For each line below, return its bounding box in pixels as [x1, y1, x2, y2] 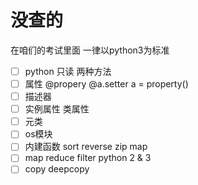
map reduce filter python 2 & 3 [24, 152, 152, 164]
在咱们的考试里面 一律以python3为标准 [10, 44, 170, 56]
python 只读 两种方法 [24, 65, 112, 77]
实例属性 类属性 [24, 103, 90, 115]
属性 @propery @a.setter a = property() [24, 78, 189, 90]
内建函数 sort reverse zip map [24, 141, 148, 153]
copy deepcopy [24, 163, 90, 175]
